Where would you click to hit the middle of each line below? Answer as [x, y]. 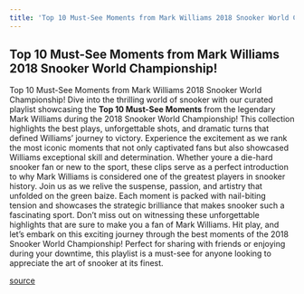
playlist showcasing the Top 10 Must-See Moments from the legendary [142, 109]
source [23, 280]
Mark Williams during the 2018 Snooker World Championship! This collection [152, 119]
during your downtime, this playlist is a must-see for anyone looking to [140, 253]
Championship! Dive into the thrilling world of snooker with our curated [141, 100]
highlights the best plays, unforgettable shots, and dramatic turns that [139, 128]
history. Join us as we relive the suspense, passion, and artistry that [136, 186]
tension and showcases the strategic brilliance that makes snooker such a [147, 205]
